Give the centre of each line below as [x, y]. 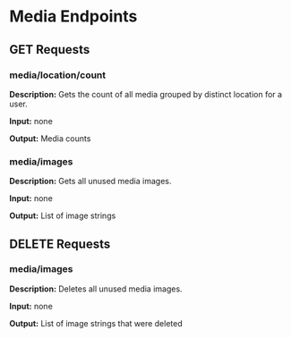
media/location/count [58, 75]
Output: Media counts [50, 138]
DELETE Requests [60, 244]
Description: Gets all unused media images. [90, 182]
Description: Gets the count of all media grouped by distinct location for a [146, 94]
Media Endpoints [73, 17]
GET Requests [50, 50]
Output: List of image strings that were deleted [96, 323]
